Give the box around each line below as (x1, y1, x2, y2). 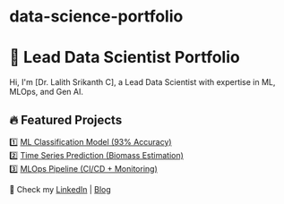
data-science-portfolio (9, 6, 184, 27)
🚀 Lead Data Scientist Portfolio (9, 47, 240, 68)
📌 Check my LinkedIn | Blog (9, 183, 112, 194)
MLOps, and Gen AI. (9, 87, 83, 98)
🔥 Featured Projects (9, 112, 123, 127)
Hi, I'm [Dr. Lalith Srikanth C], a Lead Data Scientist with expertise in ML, (9, 77, 276, 88)
